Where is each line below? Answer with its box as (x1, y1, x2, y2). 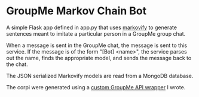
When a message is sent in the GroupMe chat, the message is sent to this (6, 42, 187, 49)
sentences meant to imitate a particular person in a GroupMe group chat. (6, 30, 186, 37)
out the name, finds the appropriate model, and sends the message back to (6, 54, 192, 61)
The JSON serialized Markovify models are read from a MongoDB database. (6, 72, 194, 79)
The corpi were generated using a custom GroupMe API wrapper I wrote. (6, 83, 186, 90)
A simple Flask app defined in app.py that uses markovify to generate (6, 24, 177, 31)
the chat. (6, 61, 28, 68)
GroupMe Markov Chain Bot (6, 4, 147, 18)
